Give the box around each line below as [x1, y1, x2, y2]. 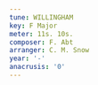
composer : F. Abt [9, 37, 74, 47]
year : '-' [9, 54, 46, 63]
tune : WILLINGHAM [9, 12, 74, 22]
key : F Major [9, 21, 58, 30]
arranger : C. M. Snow [9, 46, 90, 55]
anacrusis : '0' [9, 63, 66, 72]
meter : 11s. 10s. [9, 29, 74, 38]
